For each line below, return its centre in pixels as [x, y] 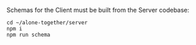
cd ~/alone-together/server [47, 23]
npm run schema [28, 35]
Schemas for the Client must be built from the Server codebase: [98, 10]
